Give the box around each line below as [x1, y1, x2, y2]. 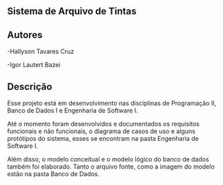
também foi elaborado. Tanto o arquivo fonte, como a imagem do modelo [7, 162, 215, 171]
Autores [7, 29, 43, 41]
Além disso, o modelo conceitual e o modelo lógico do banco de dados [7, 155, 209, 164]
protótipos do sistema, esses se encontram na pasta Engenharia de [7, 135, 199, 143]
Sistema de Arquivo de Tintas [7, 6, 137, 17]
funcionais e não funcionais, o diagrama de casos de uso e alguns [7, 127, 195, 135]
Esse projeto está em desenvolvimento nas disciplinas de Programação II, [7, 99, 217, 108]
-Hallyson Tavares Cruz [7, 48, 75, 56]
